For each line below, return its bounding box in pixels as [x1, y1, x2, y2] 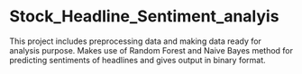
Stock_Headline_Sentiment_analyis [9, 6, 279, 27]
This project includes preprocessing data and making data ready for [9, 36, 261, 46]
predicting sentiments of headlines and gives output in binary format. [9, 54, 266, 65]
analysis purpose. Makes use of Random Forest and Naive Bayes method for [9, 45, 294, 55]
